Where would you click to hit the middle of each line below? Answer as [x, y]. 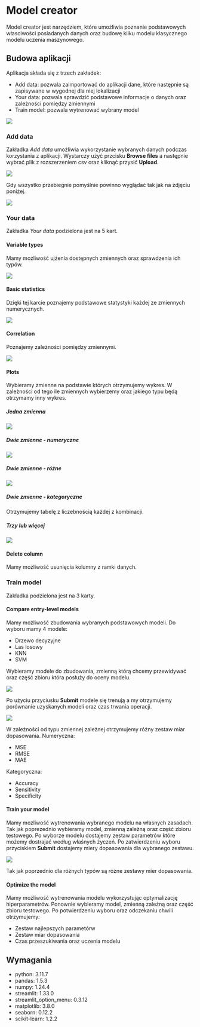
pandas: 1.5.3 [31, 980]
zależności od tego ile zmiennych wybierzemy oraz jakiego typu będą [92, 391]
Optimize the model [31, 884]
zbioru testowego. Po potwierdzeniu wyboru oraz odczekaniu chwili [90, 910]
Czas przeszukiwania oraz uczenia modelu [67, 941]
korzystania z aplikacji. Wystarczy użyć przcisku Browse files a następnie [97, 156]
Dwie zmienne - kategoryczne [44, 496]
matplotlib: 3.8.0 [35, 1006]
